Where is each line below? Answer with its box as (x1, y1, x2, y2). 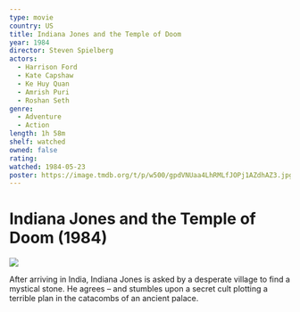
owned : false (9, 145, 58, 154)
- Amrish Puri (17, 87, 70, 96)
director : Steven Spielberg (9, 46, 114, 55)
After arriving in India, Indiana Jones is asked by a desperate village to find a (9, 274, 290, 285)
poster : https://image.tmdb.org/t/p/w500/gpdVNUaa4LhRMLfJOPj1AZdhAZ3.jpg (9, 170, 294, 179)
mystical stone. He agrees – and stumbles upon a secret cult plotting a (9, 283, 268, 294)
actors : (9, 54, 38, 63)
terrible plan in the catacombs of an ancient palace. (9, 293, 199, 304)
